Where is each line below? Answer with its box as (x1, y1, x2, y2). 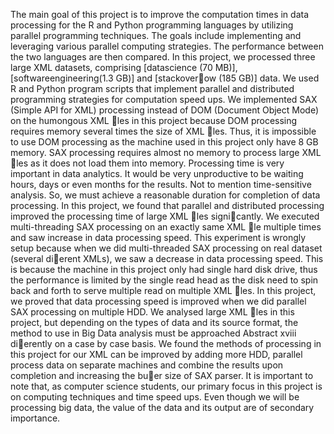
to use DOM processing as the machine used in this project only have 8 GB (10, 136, 319, 148)
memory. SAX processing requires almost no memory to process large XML (10, 147, 322, 158)
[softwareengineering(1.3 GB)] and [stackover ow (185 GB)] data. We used (10, 72, 320, 84)
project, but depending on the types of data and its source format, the (10, 317, 299, 328)
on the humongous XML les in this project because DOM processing (10, 115, 298, 126)
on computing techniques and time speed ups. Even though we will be (10, 391, 300, 403)
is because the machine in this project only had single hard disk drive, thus (10, 264, 318, 275)
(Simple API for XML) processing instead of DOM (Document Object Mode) (10, 104, 320, 116)
